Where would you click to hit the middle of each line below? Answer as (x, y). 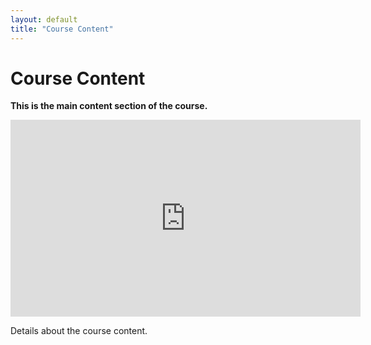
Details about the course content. (79, 331)
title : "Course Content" (62, 29)
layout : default (44, 19)
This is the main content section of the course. (109, 106)
